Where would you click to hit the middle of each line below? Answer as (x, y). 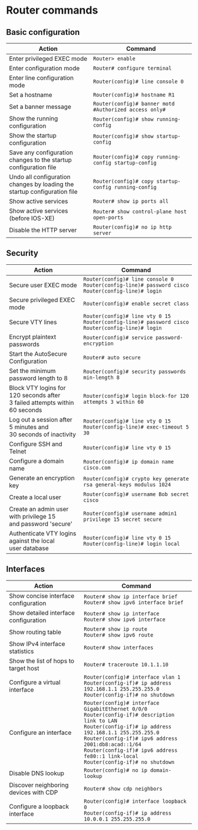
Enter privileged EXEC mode (48, 59)
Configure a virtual (35, 682)
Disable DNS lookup (37, 773)
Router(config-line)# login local (132, 544)
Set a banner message (40, 107)
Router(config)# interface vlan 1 (132, 677)
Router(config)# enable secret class (136, 303)
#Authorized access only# (130, 110)
